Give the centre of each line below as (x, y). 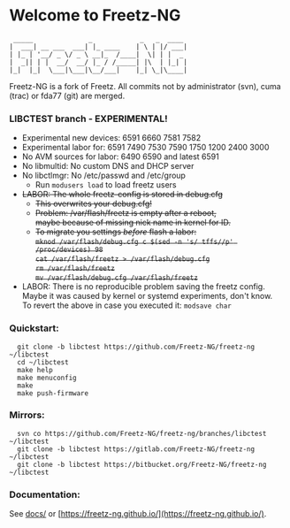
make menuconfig (47, 378)
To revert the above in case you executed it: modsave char (126, 305)
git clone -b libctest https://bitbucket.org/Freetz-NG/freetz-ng (142, 464)
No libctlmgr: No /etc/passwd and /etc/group (103, 176)
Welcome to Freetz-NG (95, 15)
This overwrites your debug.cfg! (94, 203)
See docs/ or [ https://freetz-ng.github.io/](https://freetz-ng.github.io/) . (138, 514)
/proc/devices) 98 (69, 250)
